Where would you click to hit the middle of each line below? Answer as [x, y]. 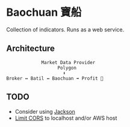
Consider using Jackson [45, 111]
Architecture [31, 49]
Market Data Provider [68, 62]
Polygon [67, 68]
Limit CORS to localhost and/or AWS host [66, 118]
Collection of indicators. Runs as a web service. [65, 29]
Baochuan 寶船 [44, 12]
